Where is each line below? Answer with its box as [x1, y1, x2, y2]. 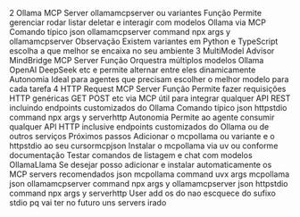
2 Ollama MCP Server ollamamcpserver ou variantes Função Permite [9, 8, 262, 18]
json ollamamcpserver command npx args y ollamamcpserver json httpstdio [9, 179, 288, 188]
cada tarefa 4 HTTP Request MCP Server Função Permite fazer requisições [9, 84, 287, 94]
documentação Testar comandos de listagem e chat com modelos [9, 150, 253, 160]
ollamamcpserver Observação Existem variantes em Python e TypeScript [9, 36, 279, 46]
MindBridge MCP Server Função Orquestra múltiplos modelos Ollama [9, 55, 264, 65]
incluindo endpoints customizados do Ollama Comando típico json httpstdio [9, 103, 287, 113]
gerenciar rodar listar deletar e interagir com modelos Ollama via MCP [9, 17, 266, 28]
